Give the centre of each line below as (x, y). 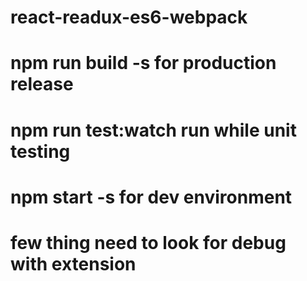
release (42, 84)
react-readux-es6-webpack (129, 17)
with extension (73, 263)
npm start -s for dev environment (151, 197)
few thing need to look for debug (148, 242)
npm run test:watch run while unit (153, 130)
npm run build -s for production (143, 63)
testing (40, 151)
